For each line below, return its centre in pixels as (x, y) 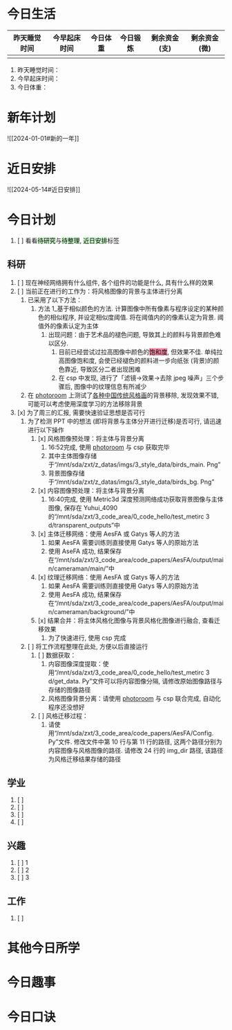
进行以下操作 (46, 430)
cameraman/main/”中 (85, 568)
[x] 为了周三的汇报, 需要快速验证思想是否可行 (81, 412)
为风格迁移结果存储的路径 (85, 759)
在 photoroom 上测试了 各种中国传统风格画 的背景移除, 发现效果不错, (123, 395)
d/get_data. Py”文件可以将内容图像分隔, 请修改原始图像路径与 (135, 681)
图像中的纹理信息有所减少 (110, 386)
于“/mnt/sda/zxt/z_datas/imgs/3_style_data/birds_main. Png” (134, 464)
